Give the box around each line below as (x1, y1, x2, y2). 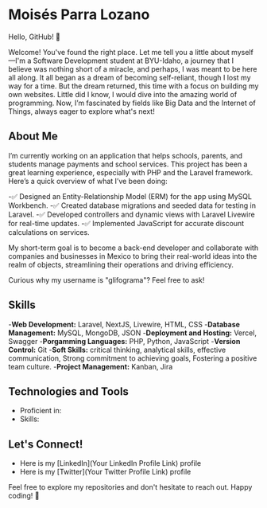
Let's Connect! (8, 437, 83, 451)
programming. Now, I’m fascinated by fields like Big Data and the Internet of (8, 98, 256, 107)
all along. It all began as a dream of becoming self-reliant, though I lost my (8, 72, 252, 82)
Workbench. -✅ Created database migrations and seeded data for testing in (8, 201, 257, 210)
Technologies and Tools (8, 385, 130, 398)
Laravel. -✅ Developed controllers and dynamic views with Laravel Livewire (8, 209, 256, 219)
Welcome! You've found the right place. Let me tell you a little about (8, 47, 230, 57)
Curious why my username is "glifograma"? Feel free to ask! (8, 275, 205, 284)
